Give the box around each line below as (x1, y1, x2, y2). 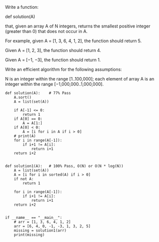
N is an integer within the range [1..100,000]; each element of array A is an (5, 76, 155, 81)
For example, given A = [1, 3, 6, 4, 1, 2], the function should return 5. (5, 38, 142, 44)
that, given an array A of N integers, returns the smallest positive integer (5, 23, 151, 29)
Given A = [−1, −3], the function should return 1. (5, 57, 101, 63)
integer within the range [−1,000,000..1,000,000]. (5, 81, 104, 87)
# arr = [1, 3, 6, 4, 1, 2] (14, 219, 71, 224)
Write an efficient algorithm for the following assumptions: (5, 66, 122, 72)
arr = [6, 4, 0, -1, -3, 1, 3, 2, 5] (14, 224, 91, 229)
